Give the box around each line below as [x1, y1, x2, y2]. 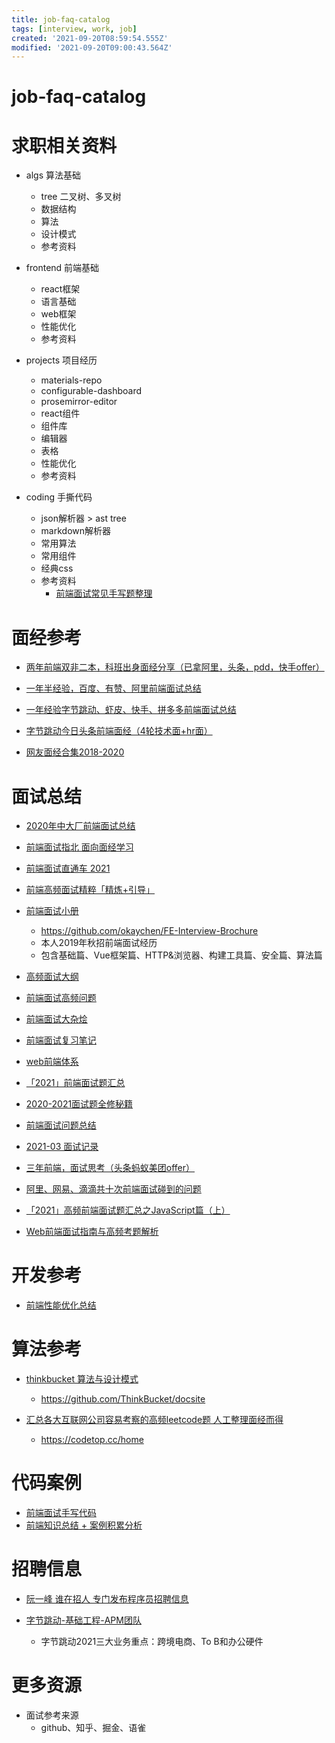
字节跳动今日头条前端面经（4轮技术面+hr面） [25, 725, 213, 737]
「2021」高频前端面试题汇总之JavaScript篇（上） [25, 1204, 231, 1216]
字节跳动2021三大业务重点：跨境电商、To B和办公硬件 [40, 1636, 264, 1647]
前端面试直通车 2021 [25, 862, 111, 875]
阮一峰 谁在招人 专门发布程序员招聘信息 [25, 1593, 189, 1605]
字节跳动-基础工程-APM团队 [25, 1614, 142, 1626]
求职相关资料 [11, 134, 118, 157]
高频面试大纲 [25, 971, 79, 983]
